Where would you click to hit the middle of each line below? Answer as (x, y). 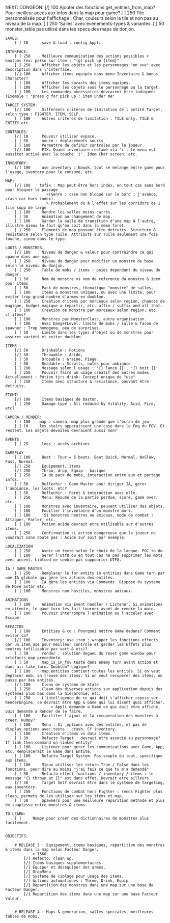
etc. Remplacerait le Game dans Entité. (49, 751)
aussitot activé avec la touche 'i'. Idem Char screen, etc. (72, 154)
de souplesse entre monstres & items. (46, 805)
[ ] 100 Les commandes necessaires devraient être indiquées (85, 92)
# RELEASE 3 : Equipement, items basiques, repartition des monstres (90, 845)
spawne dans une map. (28, 257)
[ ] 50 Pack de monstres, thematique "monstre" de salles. (84, 288)
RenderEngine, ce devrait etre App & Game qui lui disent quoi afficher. (85, 702)
